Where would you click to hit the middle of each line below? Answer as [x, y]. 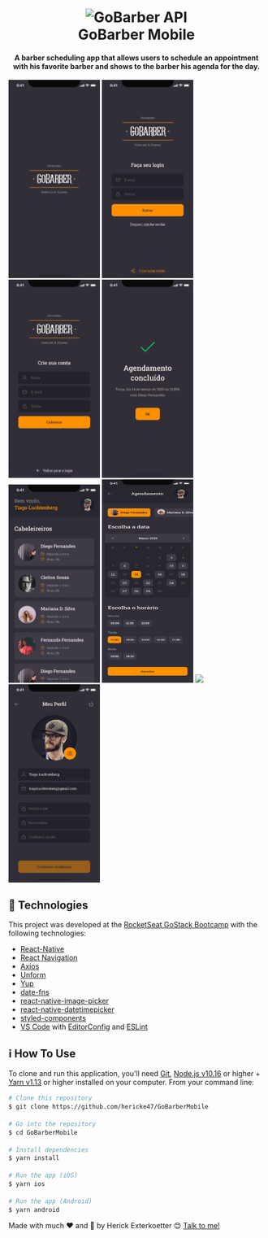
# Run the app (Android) [50, 1201]
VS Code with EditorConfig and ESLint [84, 1027]
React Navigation [49, 958]
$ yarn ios [27, 1184]
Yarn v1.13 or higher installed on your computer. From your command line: [131, 1083]
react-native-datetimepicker [67, 1009]
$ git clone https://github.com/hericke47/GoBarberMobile [108, 1107]
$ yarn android [34, 1210]
